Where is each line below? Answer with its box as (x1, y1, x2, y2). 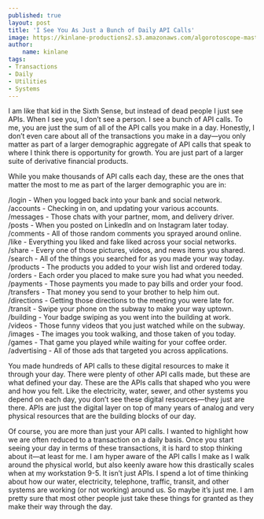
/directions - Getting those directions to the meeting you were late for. (8, 296, 234, 306)
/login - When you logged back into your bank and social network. (8, 195, 222, 205)
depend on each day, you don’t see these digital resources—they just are (8, 395, 245, 404)
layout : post (8, 19, 51, 27)
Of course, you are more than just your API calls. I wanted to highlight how (8, 427, 249, 436)
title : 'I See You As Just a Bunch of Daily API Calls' (8, 26, 195, 34)
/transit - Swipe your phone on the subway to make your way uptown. (8, 304, 234, 313)
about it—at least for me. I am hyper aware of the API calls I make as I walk (8, 452, 250, 462)
